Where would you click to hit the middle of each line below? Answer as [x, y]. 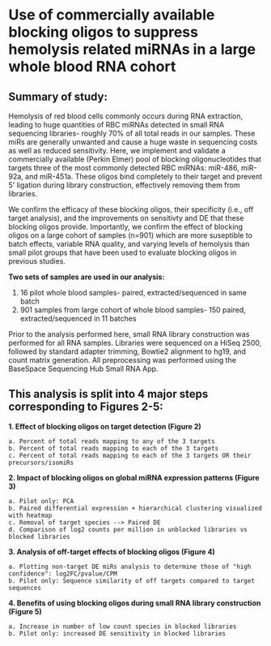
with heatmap [30, 515]
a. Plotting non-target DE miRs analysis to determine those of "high [130, 566]
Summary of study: [58, 96]
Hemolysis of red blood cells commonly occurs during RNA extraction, [126, 116]
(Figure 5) [25, 611]
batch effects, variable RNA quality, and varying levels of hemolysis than [129, 244]
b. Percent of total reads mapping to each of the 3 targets [114, 448]
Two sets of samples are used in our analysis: [87, 277]
